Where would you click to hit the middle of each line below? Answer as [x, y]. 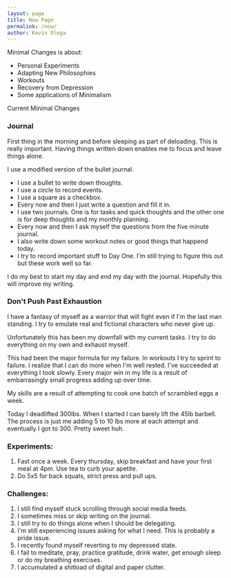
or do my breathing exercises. [59, 560]
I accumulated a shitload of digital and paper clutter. [91, 567]
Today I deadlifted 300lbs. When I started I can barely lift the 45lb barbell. [112, 413]
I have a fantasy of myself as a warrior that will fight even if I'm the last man [114, 316]
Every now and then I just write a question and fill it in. [94, 205]
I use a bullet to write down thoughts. [70, 183]
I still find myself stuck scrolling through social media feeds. [102, 509]
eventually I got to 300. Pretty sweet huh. [66, 429]
